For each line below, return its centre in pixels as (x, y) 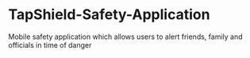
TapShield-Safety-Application (109, 15)
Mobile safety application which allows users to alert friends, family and (126, 37)
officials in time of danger (50, 44)
